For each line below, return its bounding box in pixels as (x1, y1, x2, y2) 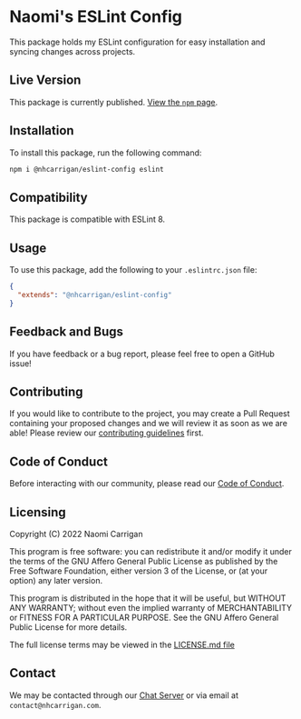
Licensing (9, 504, 66, 520)
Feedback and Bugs (9, 325, 124, 340)
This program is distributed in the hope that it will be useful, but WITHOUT (9, 593, 286, 604)
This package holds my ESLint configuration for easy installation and (9, 36, 266, 47)
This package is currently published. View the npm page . (9, 96, 218, 107)
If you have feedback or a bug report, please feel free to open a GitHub (9, 348, 275, 359)
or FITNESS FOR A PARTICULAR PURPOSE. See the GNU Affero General (9, 612, 279, 623)
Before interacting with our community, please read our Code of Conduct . (9, 478, 285, 489)
